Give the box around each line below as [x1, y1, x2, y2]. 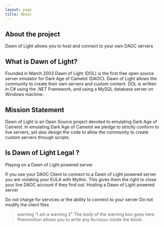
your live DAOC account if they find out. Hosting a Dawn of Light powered [5, 182, 155, 188]
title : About [5, 12, 32, 17]
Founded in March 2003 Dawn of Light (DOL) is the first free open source [5, 70, 154, 76]
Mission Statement [5, 105, 65, 114]
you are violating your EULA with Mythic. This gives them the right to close [5, 176, 157, 182]
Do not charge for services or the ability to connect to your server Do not [5, 196, 153, 202]
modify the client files [5, 201, 49, 207]
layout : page [5, 7, 32, 12]
